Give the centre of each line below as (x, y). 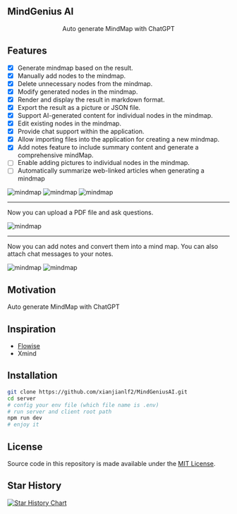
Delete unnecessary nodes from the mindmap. (85, 83)
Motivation (32, 289)
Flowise (29, 346)
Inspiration (32, 329)
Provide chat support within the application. (81, 131)
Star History (35, 486)
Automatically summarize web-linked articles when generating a (111, 171)
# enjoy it (23, 425)
